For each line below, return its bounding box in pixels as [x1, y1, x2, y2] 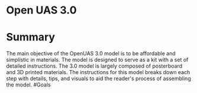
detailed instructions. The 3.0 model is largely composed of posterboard [6, 62, 183, 69]
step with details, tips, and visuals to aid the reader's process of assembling [6, 75, 191, 82]
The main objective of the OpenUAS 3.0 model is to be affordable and [6, 50, 176, 57]
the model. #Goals [6, 81, 51, 88]
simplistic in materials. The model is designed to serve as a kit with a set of [6, 57, 189, 64]
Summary [6, 31, 55, 44]
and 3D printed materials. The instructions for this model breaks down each [6, 69, 190, 76]
